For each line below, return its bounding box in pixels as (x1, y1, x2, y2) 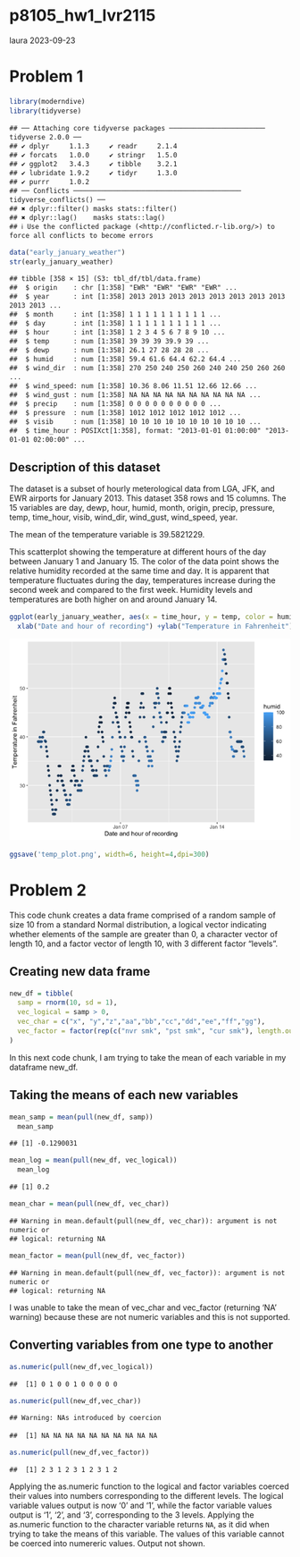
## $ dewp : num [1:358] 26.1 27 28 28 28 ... (9, 346, 210, 355)
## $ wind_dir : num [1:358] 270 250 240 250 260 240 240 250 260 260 (9, 364, 286, 373)
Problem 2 (9, 880, 87, 900)
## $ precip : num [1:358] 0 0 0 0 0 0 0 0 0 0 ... (9, 400, 221, 409)
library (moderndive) (9, 97, 87, 106)
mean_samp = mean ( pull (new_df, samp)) (9, 1113, 154, 1121)
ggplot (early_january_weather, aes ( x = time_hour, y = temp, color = (9, 613, 274, 622)
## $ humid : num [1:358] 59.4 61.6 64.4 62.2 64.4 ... (9, 355, 242, 364)
